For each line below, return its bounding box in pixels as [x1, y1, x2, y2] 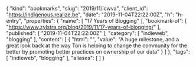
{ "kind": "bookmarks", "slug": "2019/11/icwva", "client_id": [6, 5, 148, 12]
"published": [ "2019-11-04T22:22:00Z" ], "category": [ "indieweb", [6, 30, 169, 37]
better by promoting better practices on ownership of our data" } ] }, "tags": [6, 48, 190, 55]
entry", [6, 17, 22, 24]
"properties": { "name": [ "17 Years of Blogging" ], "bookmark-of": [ [23, 17, 187, 24]
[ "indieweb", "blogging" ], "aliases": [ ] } [6, 55, 105, 61]
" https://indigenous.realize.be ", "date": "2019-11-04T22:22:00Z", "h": [6, 11, 174, 18]
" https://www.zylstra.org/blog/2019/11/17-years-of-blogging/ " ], [6, 23, 161, 30]
